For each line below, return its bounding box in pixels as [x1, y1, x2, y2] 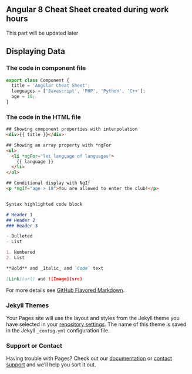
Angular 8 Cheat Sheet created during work [6, 5, 169, 15]
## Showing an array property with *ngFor [6, 142, 112, 148]
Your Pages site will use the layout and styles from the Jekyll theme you [6, 314, 180, 321]
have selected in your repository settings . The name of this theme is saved [6, 321, 187, 328]
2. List [6, 255, 25, 261]
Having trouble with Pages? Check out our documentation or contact [6, 355, 172, 362]
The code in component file [6, 64, 86, 72]
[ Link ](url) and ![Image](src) [6, 276, 83, 282]
